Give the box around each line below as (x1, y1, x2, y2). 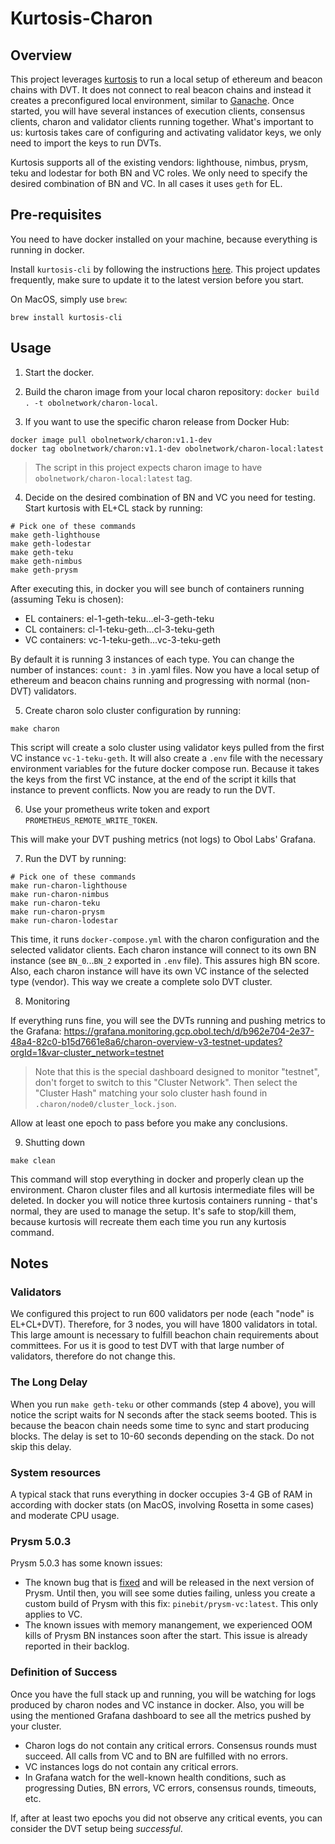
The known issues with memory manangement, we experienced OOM (24, 1619, 313, 1631)
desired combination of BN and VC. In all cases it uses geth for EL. (10, 178, 283, 189)
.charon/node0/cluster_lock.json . (34, 1097, 177, 1109)
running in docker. (10, 243, 85, 256)
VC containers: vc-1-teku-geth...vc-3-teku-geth (24, 633, 222, 646)
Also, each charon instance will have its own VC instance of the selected (10, 965, 310, 977)
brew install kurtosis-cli (10, 312, 123, 322)
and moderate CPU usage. (10, 1509, 120, 1521)
